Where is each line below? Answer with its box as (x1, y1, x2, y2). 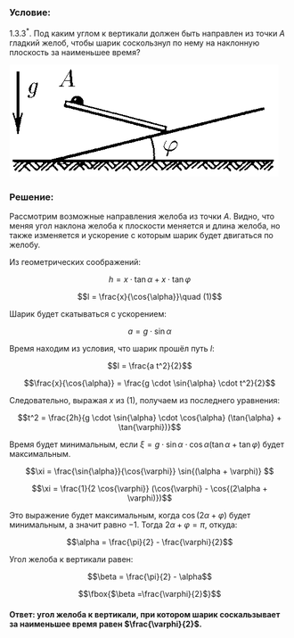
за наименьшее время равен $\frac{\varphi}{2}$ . (9, 618, 202, 629)
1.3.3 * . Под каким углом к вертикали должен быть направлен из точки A (9, 27, 285, 38)
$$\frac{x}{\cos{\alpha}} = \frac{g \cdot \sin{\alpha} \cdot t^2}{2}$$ (23, 377, 276, 389)
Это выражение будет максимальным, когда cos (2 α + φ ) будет (9, 510, 251, 521)
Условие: (9, 6, 51, 19)
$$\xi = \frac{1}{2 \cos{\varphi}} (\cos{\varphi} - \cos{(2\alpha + (31, 484, 268, 494)
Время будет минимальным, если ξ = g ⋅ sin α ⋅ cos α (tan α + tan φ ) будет (9, 439, 285, 450)
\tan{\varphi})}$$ (118, 422, 182, 433)
